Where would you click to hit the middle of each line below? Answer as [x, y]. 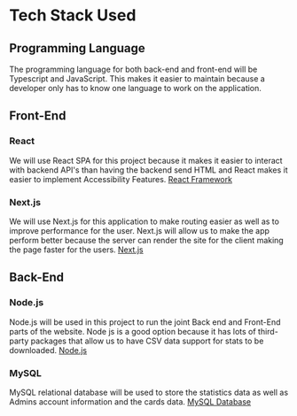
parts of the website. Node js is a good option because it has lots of [133, 331]
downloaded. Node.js [48, 350]
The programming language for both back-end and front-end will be [133, 69]
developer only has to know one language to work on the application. [135, 88]
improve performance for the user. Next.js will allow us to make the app [140, 230]
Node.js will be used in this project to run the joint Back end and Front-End [145, 322]
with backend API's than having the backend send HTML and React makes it [148, 170]
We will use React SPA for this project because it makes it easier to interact [146, 160]
